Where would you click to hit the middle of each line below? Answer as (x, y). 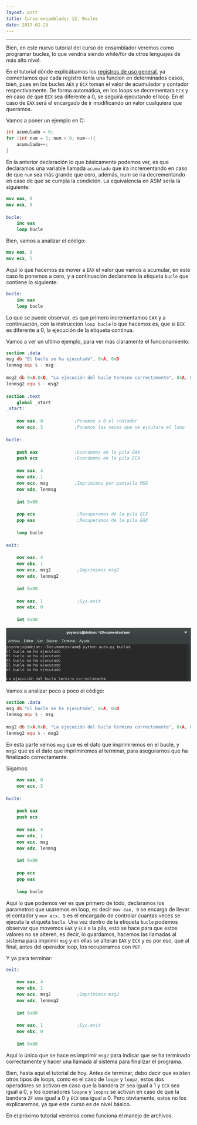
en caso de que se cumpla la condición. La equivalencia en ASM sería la (93, 181)
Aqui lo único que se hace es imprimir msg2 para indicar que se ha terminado (98, 1055)
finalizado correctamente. (37, 757)
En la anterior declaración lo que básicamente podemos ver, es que (87, 162)
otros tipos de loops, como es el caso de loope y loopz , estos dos (85, 1079)
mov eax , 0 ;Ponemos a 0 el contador (77, 421)
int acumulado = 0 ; (30, 132)
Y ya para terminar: (29, 958)
